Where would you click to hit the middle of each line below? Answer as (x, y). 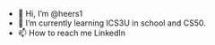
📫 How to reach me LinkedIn (72, 33)
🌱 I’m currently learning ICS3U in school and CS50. (112, 23)
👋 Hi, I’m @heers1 (50, 14)
